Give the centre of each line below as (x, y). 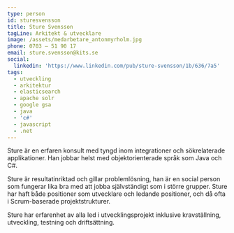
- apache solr (34, 99)
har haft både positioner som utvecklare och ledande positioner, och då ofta (116, 194)
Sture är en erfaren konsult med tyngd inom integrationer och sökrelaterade (116, 150)
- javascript (32, 124)
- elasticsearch (37, 92)
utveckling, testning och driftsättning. (61, 223)
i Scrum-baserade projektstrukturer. (59, 202)
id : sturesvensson (34, 20)
